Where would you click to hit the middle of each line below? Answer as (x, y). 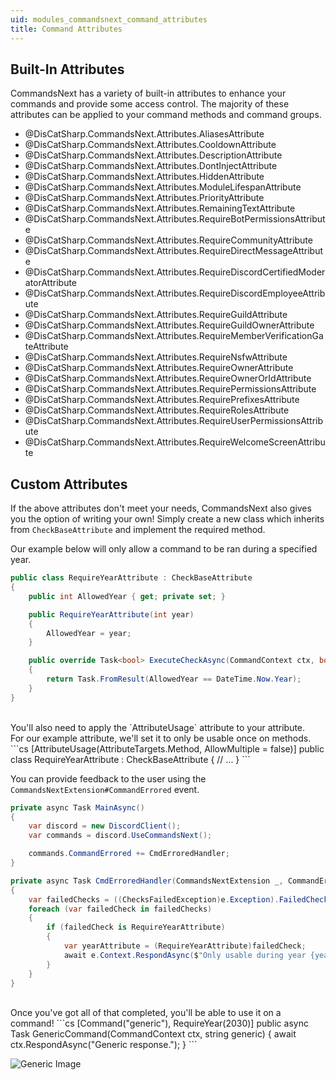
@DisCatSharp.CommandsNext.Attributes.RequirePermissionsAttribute (170, 389)
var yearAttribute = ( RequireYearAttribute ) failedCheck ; (185, 946)
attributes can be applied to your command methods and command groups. (166, 115)
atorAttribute (51, 283)
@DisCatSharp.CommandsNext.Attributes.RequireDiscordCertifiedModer (175, 272)
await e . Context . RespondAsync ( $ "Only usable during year (185, 955)
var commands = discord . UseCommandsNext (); (120, 836)
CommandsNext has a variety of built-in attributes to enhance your (148, 93)
